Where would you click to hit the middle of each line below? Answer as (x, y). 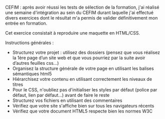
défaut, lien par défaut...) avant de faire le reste (61, 95)
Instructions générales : (29, 43)
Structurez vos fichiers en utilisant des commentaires (67, 100)
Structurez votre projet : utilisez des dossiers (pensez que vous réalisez (86, 52)
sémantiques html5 (32, 74)
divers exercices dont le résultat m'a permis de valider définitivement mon (81, 18)
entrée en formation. (26, 23)
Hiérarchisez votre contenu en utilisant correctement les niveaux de (82, 79)
